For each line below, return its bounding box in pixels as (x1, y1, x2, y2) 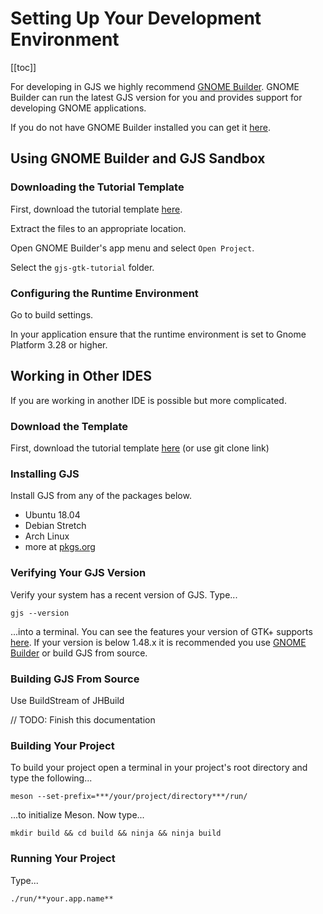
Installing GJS (10, 467, 80, 481)
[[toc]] (10, 61, 37, 73)
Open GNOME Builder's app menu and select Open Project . (10, 242, 255, 254)
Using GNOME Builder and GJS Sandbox (10, 150, 266, 167)
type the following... (10, 772, 93, 784)
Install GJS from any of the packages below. (10, 490, 192, 502)
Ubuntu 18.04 (24, 509, 81, 521)
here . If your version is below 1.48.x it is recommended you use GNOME (10, 636, 307, 648)
